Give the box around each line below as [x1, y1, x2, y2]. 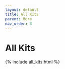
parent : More [5, 16, 32, 21]
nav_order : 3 [5, 21, 32, 26]
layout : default [5, 7, 39, 12]
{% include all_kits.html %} [5, 59, 61, 65]
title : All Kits [5, 12, 39, 17]
